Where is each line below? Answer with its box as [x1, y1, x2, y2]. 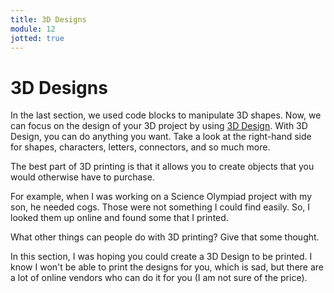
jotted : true [10, 33, 65, 43]
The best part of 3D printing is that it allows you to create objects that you [10, 161, 315, 173]
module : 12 [10, 24, 56, 34]
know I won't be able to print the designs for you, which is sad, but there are [10, 261, 325, 273]
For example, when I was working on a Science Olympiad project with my [10, 191, 313, 203]
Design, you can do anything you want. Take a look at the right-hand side [10, 131, 312, 143]
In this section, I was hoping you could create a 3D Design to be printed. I [10, 251, 313, 263]
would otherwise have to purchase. [10, 171, 155, 183]
